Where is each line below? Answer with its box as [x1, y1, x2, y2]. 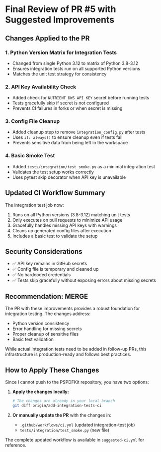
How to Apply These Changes [5, 366, 99, 374]
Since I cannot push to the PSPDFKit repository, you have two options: [5, 379, 149, 385]
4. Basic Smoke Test [5, 152, 55, 159]
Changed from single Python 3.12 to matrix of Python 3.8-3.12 [12, 60, 138, 66]
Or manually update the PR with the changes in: [12, 412, 112, 418]
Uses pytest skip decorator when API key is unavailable [12, 174, 126, 180]
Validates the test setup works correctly [12, 169, 94, 175]
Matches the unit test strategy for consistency [12, 71, 107, 77]
